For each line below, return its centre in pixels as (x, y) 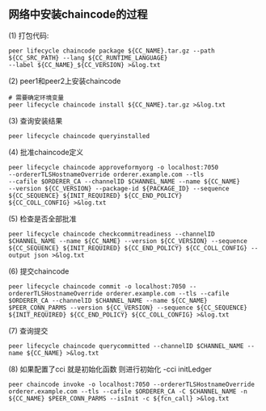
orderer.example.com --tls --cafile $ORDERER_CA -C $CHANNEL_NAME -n (128, 391)
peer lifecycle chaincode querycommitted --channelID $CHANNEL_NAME (126, 346)
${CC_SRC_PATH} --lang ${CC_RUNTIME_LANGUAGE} (88, 58)
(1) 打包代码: (29, 36)
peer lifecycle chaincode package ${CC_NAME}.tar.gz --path (112, 51)
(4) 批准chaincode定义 (46, 152)
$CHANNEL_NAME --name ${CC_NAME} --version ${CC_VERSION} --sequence (128, 241)
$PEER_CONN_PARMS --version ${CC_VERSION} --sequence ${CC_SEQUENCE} (128, 308)
